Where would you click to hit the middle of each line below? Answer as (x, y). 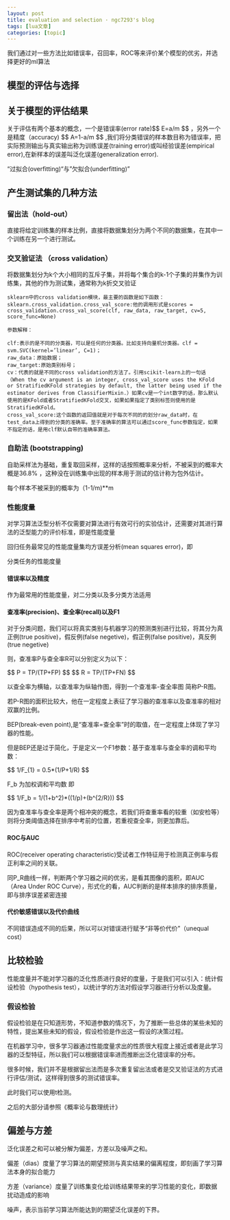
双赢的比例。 (25, 710)
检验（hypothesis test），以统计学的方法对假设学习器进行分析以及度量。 (114, 987)
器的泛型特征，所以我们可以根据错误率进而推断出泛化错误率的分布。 (103, 1054)
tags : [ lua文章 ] (29, 26)
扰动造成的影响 (28, 1195)
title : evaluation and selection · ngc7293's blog (81, 20)
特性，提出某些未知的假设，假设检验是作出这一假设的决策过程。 (97, 1031)
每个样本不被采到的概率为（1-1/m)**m (61, 488)
